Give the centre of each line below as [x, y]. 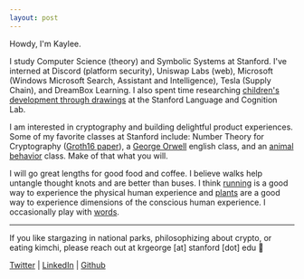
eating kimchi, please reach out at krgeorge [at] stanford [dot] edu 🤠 [137, 247]
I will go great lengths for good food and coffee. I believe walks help [136, 173]
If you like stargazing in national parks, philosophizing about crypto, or [141, 237]
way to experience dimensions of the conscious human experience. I [138, 202]
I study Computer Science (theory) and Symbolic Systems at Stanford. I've [148, 61]
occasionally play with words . [65, 212]
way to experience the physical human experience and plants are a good [145, 192]
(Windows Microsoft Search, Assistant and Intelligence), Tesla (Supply [140, 80]
